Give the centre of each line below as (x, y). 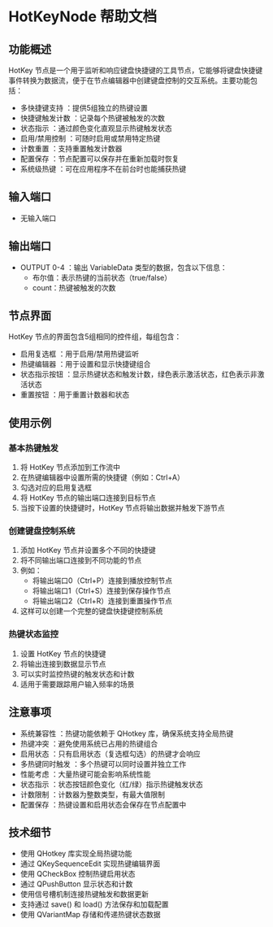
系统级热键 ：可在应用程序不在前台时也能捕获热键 (103, 169)
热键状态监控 (34, 634)
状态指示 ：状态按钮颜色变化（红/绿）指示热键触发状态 (111, 784)
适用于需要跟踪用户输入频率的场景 (77, 684)
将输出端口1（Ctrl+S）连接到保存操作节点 (102, 591)
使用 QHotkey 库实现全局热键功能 (76, 854)
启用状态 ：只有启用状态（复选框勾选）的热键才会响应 (110, 754)
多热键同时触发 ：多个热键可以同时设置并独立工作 (103, 764)
